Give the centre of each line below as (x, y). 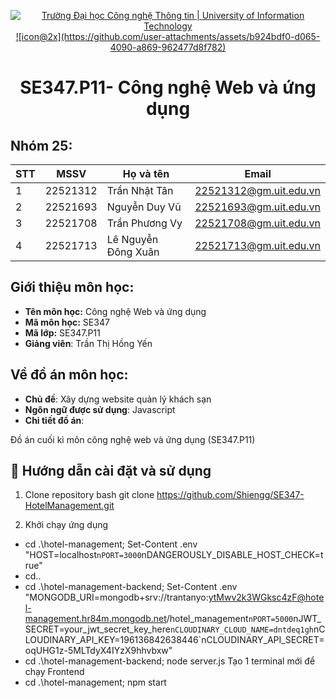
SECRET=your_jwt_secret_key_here (97, 629)
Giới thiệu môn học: (72, 287)
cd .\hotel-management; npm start (95, 682)
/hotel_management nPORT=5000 (230, 619)
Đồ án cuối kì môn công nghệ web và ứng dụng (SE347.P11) (133, 439)
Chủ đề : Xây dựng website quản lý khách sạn (118, 399)
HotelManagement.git (69, 506)
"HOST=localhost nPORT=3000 (83, 555)
